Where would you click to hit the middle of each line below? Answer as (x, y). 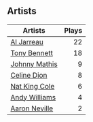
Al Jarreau (27, 42)
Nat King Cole (33, 86)
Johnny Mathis (34, 64)
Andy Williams (33, 97)
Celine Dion (29, 75)
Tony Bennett (32, 52)
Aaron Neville (32, 108)
